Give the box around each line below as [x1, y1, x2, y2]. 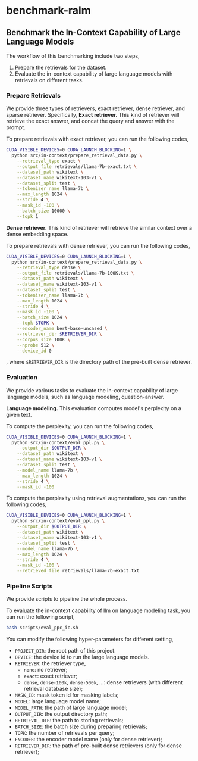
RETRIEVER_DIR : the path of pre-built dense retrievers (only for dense [14, 742, 183, 749]
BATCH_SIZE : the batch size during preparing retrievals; [14, 723, 147, 730]
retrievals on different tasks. [14, 77, 84, 83]
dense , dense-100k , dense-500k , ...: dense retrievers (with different [23, 679, 183, 686]
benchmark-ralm [6, 4, 91, 17]
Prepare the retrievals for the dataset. [14, 64, 107, 71]
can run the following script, [6, 613, 76, 620]
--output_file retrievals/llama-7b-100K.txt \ [17, 270, 134, 276]
